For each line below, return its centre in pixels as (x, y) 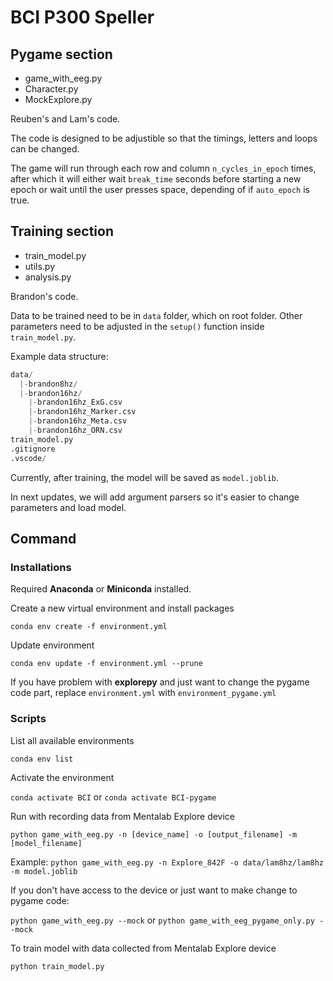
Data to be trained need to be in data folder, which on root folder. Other (156, 315)
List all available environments (72, 740)
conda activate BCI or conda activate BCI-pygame (113, 797)
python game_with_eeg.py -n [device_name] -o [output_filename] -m (154, 834)
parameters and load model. (68, 507)
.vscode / (28, 458)
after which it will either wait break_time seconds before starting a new (156, 179)
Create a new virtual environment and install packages (122, 608)
